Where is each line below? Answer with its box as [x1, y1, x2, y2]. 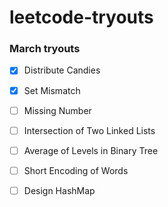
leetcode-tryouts [9, 6, 154, 29]
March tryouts [9, 42, 81, 56]
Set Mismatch [23, 84, 81, 96]
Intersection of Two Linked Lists [23, 124, 156, 136]
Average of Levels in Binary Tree [23, 144, 159, 156]
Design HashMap [23, 184, 96, 196]
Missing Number [23, 104, 92, 116]
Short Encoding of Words [23, 164, 129, 176]
